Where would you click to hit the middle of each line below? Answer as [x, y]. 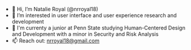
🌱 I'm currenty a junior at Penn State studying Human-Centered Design [98, 28]
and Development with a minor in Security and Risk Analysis [85, 34]
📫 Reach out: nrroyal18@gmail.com [55, 41]
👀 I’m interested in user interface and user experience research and [94, 15]
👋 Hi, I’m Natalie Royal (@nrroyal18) [55, 9]
